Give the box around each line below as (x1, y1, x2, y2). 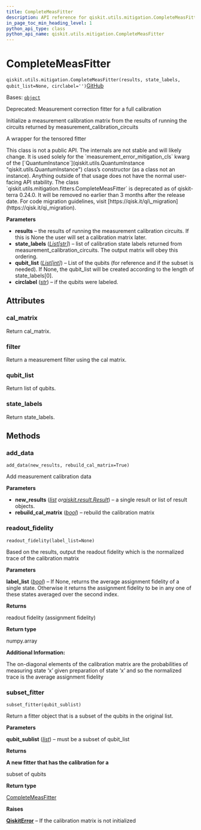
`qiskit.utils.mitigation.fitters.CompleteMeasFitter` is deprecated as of (6, 185, 176, 192)
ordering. (14, 253, 38, 260)
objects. (14, 503, 35, 510)
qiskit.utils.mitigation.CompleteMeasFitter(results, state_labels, (6, 77, 181, 83)
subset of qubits (6, 770, 47, 778)
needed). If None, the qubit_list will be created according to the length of (14, 265, 194, 273)
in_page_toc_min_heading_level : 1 (6, 20, 93, 26)
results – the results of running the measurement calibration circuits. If (14, 228, 190, 235)
